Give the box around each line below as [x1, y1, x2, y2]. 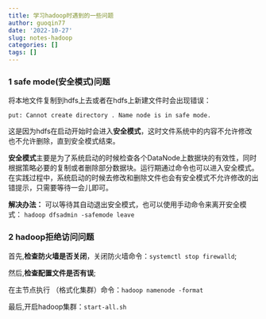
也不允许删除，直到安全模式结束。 [8, 136, 120, 146]
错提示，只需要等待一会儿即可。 [8, 183, 113, 193]
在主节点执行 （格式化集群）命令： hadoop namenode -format [8, 285, 204, 294]
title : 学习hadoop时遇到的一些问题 [8, 11, 114, 20]
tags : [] [8, 48, 37, 56]
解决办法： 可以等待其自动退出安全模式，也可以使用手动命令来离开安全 [8, 200, 240, 209]
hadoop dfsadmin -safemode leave [23, 211, 135, 219]
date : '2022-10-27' [8, 26, 73, 34]
